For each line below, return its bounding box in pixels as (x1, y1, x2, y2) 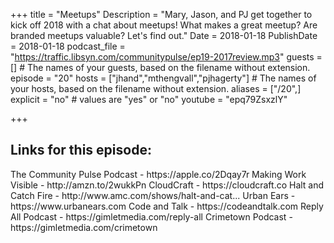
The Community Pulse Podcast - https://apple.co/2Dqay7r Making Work (10, 168, 307, 180)
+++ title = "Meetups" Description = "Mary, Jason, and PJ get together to (10, 9, 313, 20)
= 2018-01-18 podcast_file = (10, 40, 126, 52)
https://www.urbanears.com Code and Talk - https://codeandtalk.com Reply (10, 200, 324, 212)
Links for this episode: (10, 142, 152, 159)
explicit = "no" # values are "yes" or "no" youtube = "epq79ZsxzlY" (10, 94, 288, 105)
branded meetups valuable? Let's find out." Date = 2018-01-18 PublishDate (10, 30, 318, 41)
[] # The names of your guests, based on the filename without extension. (10, 62, 311, 73)
